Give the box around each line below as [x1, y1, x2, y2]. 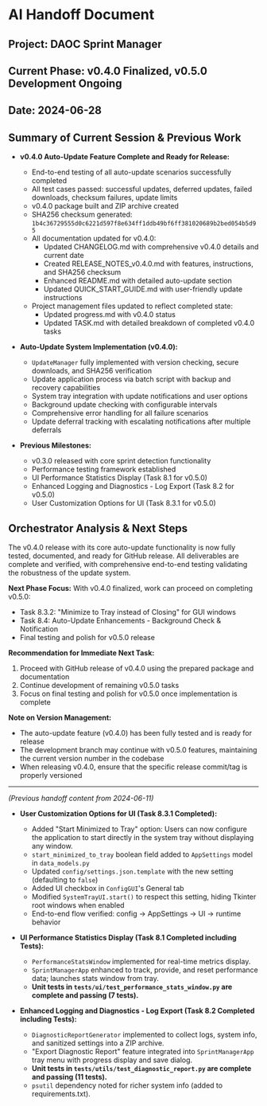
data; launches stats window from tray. [31, 973, 159, 983]
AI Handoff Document [8, 6, 155, 24]
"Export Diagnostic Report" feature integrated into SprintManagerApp [31, 1046, 254, 1056]
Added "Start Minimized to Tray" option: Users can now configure [31, 824, 248, 834]
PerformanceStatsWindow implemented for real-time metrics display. [31, 956, 251, 966]
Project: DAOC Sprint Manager [8, 37, 162, 51]
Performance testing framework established [31, 464, 176, 475]
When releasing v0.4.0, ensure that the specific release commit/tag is [19, 762, 248, 772]
